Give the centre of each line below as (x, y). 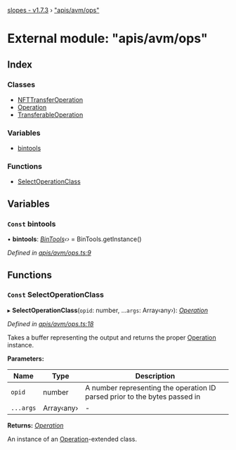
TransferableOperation (50, 115)
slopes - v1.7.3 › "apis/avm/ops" (53, 10)
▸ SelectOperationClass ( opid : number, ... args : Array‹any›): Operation (108, 310)
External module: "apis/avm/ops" (108, 39)
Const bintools (32, 224)
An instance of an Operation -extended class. (72, 439)
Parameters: (26, 359)
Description (155, 375)
